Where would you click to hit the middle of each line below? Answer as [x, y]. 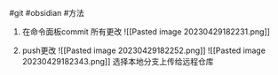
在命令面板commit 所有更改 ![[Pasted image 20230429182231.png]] [146, 32]
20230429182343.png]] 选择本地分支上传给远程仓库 [118, 61]
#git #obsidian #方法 [47, 13]
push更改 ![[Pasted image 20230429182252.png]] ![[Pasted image [144, 50]
